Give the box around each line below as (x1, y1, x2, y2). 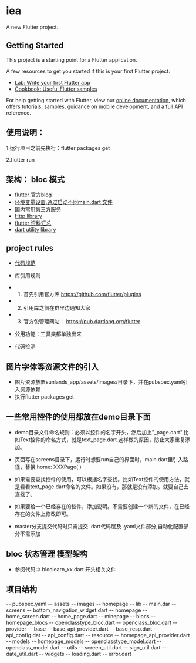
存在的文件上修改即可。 (14, 510, 72, 517)
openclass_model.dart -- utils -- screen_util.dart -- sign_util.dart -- (6, 644, 167, 651)
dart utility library (14, 226, 56, 233)
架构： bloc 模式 (6, 175, 65, 185)
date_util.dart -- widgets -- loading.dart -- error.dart (6, 651, 132, 658)
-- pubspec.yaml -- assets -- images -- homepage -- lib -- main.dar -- (6, 601, 177, 608)
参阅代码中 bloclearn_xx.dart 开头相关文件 (14, 565, 116, 572)
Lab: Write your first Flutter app (14, 79, 91, 86)
